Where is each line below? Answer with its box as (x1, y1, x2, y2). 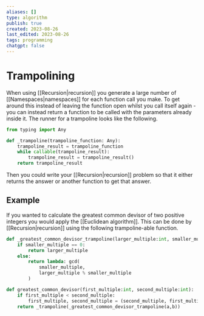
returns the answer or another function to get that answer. (6, 177, 152, 185)
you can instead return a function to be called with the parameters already (6, 108, 192, 115)
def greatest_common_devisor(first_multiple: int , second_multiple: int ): (6, 286, 194, 292)
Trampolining (6, 69, 75, 83)
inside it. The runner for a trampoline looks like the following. (6, 115, 158, 122)
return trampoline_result (17, 160, 83, 167)
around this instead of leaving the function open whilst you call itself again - (6, 101, 196, 109)
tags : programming (6, 37, 53, 43)
